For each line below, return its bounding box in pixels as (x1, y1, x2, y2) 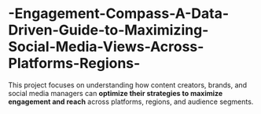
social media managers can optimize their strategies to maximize (8, 88, 223, 98)
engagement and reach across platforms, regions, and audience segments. (8, 97, 254, 106)
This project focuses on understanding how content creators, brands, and (8, 80, 248, 90)
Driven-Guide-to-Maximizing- (8, 21, 209, 39)
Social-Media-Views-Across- (8, 38, 204, 55)
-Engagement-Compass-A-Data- (8, 5, 230, 23)
